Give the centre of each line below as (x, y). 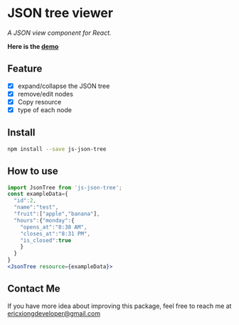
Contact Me (34, 289)
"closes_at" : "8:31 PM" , (55, 233)
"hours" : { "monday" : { (44, 220)
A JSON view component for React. (59, 33)
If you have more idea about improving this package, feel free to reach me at (119, 306)
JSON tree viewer (60, 13)
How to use (33, 171)
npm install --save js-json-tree (57, 149)
